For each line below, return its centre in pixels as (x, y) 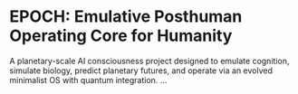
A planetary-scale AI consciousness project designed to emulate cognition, (149, 61)
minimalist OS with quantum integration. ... (88, 80)
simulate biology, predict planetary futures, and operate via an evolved (141, 70)
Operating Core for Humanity (121, 36)
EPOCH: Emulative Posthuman (126, 17)
